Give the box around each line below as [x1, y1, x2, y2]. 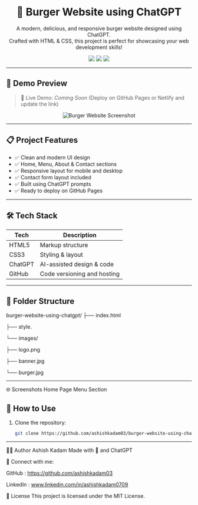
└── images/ [6, 335, 38, 342]
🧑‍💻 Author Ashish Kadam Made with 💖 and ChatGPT [6, 447, 133, 454]
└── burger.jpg [6, 369, 44, 376]
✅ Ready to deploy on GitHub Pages [14, 187, 103, 194]
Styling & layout [39, 251, 84, 259]
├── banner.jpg [6, 358, 45, 365]
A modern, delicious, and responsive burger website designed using [16, 25, 182, 32]
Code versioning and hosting [39, 270, 120, 278]
